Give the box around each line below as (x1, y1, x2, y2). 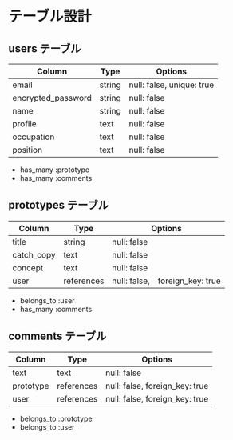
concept (12, 262, 44, 273)
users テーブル (8, 42, 81, 55)
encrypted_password (12, 93, 92, 103)
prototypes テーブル (8, 198, 109, 212)
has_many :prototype (19, 165, 90, 174)
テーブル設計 (8, 7, 92, 26)
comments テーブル (8, 330, 107, 343)
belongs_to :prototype (19, 414, 93, 423)
